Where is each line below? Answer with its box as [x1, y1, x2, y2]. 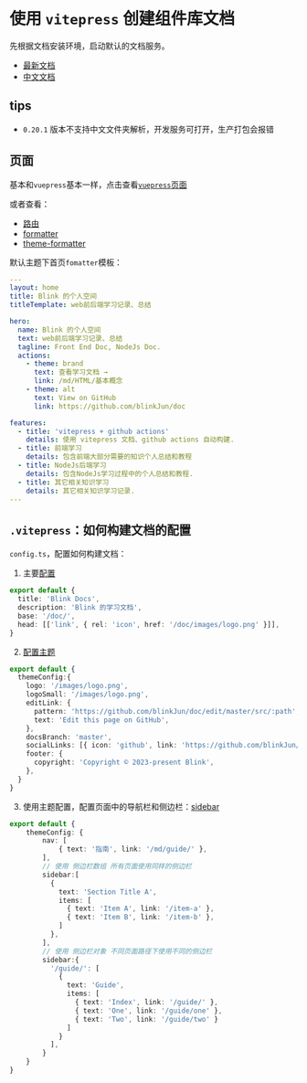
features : [9, 418, 48, 428]
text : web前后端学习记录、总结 [17, 334, 123, 343]
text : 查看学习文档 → [33, 367, 108, 377]
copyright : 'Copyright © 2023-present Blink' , [33, 758, 215, 768]
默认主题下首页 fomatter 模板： [9, 257, 123, 268]
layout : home [9, 283, 59, 292]
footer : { [26, 749, 64, 759]
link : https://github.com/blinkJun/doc [33, 401, 185, 411]
